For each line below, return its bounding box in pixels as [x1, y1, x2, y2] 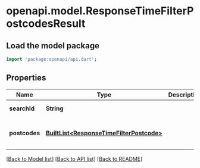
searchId [9, 104, 35, 113]
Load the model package [6, 41, 100, 51]
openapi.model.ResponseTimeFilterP [6, 4, 194, 18]
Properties [6, 73, 46, 83]
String [45, 104, 64, 113]
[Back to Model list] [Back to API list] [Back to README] [6, 155, 143, 162]
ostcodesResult [6, 17, 86, 30]
